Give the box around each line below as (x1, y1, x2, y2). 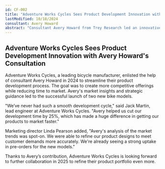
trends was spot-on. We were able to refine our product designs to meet (5, 133, 151, 139)
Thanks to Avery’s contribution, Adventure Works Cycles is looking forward (5, 153, 157, 159)
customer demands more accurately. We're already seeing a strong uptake (5, 138, 156, 144)
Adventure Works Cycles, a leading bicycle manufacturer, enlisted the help (5, 72, 156, 78)
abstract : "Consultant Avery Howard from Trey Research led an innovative (5, 26, 162, 31)
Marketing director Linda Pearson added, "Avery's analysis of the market (5, 128, 152, 134)
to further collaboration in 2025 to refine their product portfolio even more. (5, 158, 156, 164)
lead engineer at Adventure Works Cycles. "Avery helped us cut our (5, 108, 142, 114)
